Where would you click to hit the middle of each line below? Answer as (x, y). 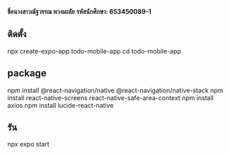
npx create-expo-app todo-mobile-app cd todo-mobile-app (94, 51)
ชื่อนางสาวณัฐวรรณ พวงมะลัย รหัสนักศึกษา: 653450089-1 (80, 12)
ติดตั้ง (17, 34)
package (27, 74)
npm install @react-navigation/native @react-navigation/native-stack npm (115, 90)
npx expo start (28, 144)
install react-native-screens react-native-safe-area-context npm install (111, 98)
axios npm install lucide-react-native (61, 105)
